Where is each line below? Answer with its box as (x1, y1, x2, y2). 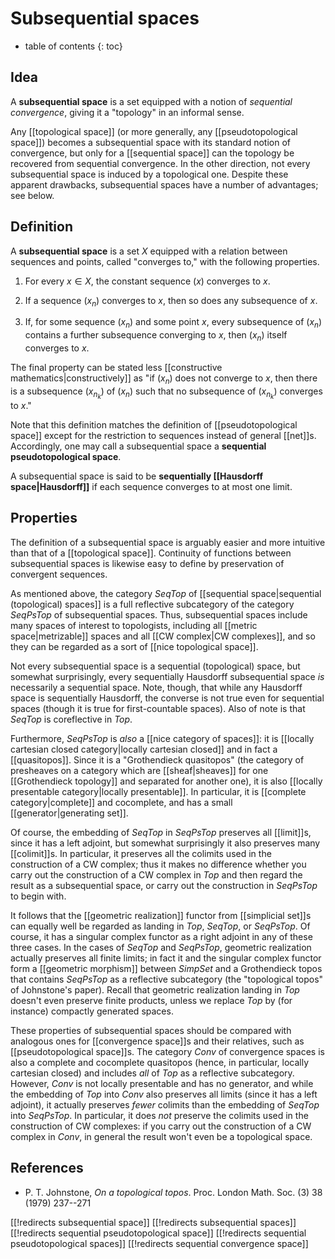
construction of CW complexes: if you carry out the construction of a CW (10, 1120, 312, 1132)
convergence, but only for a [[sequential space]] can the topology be (10, 147, 295, 159)
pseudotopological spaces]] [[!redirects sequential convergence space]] (10, 1237, 309, 1249)
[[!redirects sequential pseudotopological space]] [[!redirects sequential (10, 1227, 307, 1239)
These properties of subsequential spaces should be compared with (10, 1024, 292, 1036)
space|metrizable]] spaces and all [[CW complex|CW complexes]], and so (10, 630, 316, 642)
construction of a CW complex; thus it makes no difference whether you (10, 858, 307, 870)
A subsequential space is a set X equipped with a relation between (10, 245, 288, 257)
